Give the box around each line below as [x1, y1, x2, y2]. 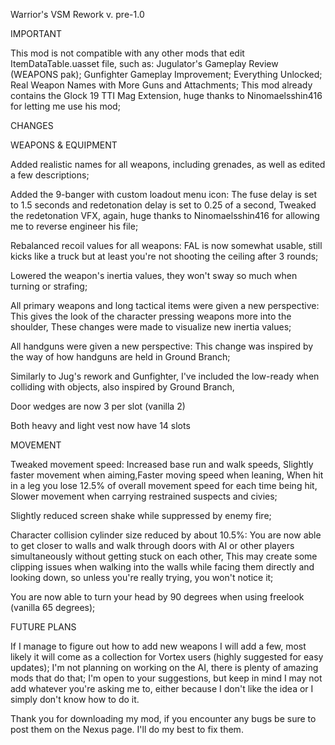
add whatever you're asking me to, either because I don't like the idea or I [10, 683, 314, 694]
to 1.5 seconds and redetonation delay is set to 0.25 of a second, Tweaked [10, 199, 317, 211]
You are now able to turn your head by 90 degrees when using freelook [10, 591, 305, 603]
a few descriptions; [10, 169, 90, 181]
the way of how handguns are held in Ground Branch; [10, 351, 231, 363]
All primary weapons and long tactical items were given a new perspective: [10, 300, 320, 311]
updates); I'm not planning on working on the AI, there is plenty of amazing [10, 662, 319, 673]
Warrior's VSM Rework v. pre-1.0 [10, 9, 145, 20]
